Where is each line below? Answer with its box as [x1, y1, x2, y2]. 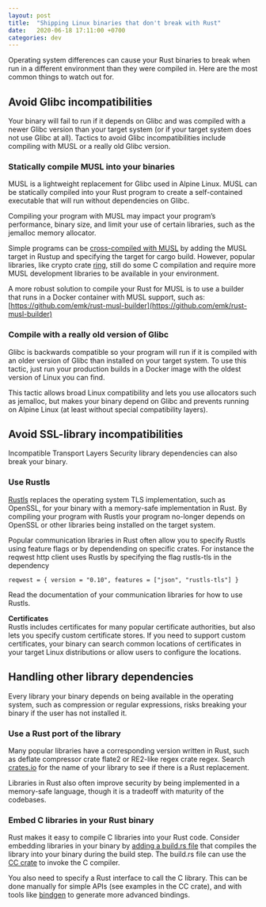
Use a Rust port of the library [8, 728, 121, 739]
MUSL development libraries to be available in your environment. [8, 269, 219, 278]
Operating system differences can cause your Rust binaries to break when [8, 55, 251, 65]
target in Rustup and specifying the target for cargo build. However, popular [8, 252, 256, 261]
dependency [8, 560, 50, 570]
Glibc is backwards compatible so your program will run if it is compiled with [8, 347, 257, 356]
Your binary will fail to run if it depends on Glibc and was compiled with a [8, 116, 246, 126]
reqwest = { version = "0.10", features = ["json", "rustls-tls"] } [8, 576, 239, 584]
